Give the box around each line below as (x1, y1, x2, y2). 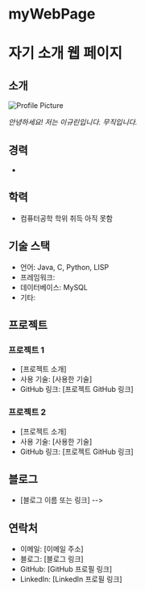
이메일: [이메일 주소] (19, 544, 84, 554)
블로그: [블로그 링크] (19, 554, 84, 564)
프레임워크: (19, 272, 56, 282)
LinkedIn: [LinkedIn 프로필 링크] (19, 574, 122, 585)
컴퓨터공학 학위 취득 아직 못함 (19, 213, 113, 223)
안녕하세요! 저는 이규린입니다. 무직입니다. (8, 118, 138, 127)
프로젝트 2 (8, 406, 47, 418)
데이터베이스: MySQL (19, 282, 89, 292)
